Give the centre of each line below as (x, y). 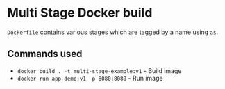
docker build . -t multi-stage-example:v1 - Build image (99, 70)
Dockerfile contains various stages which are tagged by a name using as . (113, 32)
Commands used (45, 54)
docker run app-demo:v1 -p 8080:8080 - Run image (90, 78)
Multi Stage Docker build (80, 13)
